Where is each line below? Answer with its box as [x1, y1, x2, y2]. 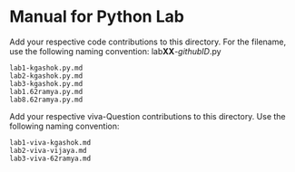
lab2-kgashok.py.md [9, 71, 84, 81]
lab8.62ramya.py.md [9, 95, 84, 104]
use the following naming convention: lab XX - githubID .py [9, 45, 221, 56]
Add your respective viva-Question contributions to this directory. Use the [9, 110, 286, 121]
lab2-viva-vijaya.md [9, 146, 88, 155]
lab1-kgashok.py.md [9, 63, 84, 72]
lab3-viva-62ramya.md [9, 154, 92, 163]
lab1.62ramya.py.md [9, 87, 84, 96]
